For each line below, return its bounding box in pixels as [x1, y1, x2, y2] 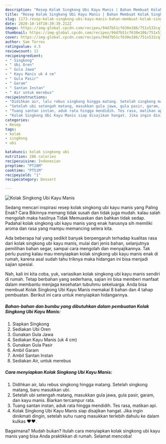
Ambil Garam [12, 347, 39, 354]
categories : [5, 117, 30, 123]
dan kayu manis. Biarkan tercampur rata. [12, 398, 95, 403]
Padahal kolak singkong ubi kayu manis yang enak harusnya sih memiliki [5, 221, 153, 226]
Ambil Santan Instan [12, 353, 53, 358]
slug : [5, 16, 16, 21]
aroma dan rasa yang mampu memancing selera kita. [5, 225, 113, 231]
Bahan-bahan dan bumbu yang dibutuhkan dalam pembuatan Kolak [5, 303, 149, 309]
